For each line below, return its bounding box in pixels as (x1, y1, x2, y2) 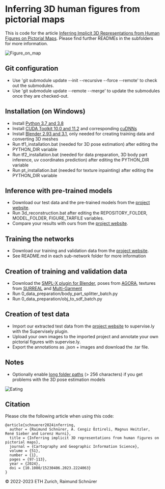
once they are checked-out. (12, 93, 69, 99)
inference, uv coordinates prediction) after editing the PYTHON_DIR (12, 157, 149, 163)
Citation (5, 400, 30, 408)
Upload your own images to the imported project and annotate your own (12, 333, 159, 339)
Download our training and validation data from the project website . (12, 248, 149, 254)
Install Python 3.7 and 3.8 (12, 120, 64, 126)
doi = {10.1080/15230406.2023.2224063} (9, 465, 91, 471)
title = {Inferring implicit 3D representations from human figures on (9, 435, 160, 440)
